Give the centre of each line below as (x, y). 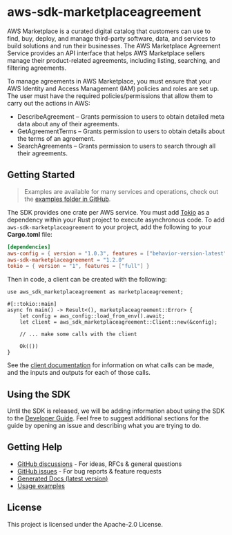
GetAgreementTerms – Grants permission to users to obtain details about (121, 131)
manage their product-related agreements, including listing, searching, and (114, 60)
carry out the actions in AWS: (49, 103)
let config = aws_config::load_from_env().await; (93, 316)
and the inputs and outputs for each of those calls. (79, 373)
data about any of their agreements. (68, 124)
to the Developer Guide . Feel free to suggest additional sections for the (108, 418)
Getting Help (35, 447)
